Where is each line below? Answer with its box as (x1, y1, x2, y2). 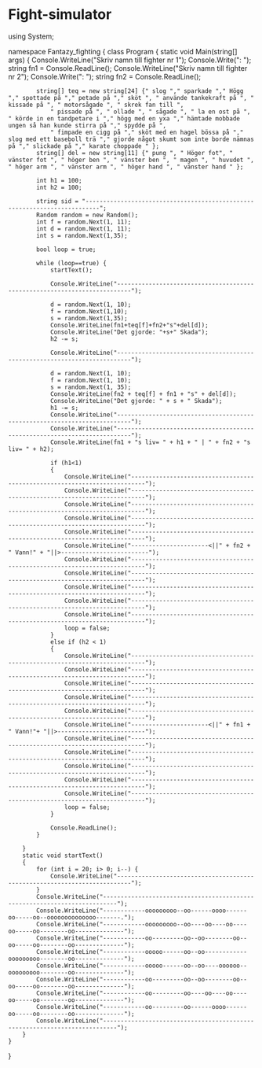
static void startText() (22, 852, 104, 859)
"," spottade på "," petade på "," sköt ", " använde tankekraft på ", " (8, 94, 255, 102)
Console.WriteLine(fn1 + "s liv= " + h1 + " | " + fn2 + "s (49, 438, 251, 446)
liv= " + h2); (8, 445, 55, 453)
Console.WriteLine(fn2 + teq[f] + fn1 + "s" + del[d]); (49, 390, 237, 398)
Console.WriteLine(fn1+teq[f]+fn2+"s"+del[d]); (49, 321, 209, 329)
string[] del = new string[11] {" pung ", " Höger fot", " (36, 149, 234, 157)
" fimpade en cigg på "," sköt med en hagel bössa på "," (49, 128, 244, 136)
